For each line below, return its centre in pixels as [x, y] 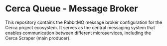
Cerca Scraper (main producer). [38, 38]
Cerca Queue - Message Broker [72, 9]
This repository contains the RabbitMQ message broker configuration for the [84, 22]
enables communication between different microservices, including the [78, 33]
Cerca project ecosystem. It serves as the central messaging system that [80, 27]
